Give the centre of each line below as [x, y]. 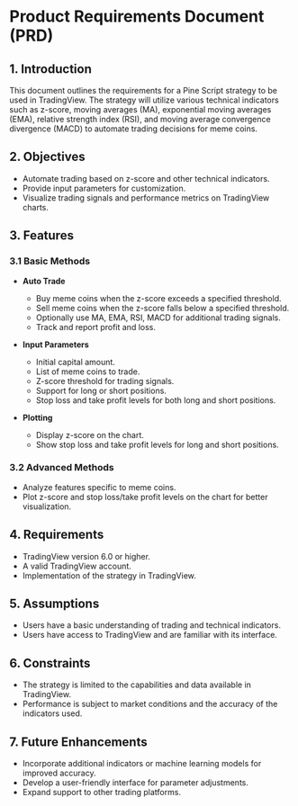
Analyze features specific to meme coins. [99, 487]
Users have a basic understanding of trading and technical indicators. [152, 625]
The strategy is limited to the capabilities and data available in [137, 685]
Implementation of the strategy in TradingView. [109, 575]
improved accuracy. [59, 773]
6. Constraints [50, 663]
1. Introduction [50, 69]
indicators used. [52, 713]
